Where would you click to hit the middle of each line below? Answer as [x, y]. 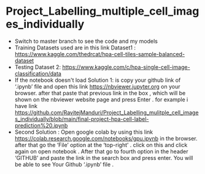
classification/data [38, 73]
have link [26, 106]
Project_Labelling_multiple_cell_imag [102, 11]
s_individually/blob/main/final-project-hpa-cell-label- [82, 119]
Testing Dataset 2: [38, 67]
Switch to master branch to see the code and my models [86, 41]
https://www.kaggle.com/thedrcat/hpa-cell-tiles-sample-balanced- [100, 54]
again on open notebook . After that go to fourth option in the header [101, 151]
